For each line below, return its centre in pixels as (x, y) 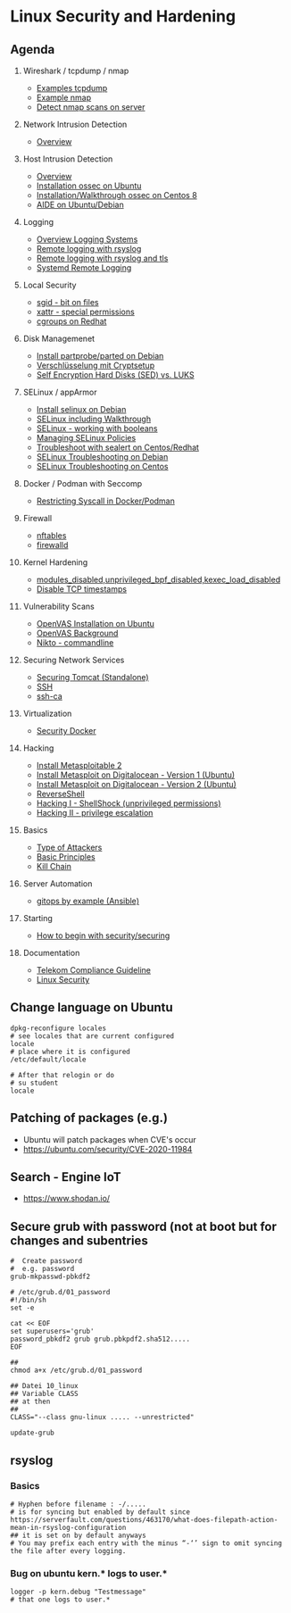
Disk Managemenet (59, 338)
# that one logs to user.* (60, 1600)
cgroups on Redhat (71, 321)
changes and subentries (79, 1240)
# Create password (46, 1261)
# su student (34, 1083)
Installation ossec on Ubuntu (89, 186)
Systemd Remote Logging (84, 268)
